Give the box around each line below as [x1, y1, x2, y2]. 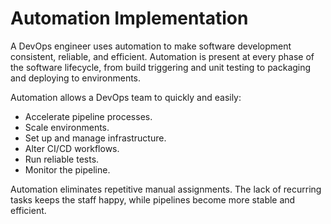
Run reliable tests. [24, 153, 100, 165]
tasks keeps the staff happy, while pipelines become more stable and [10, 193, 296, 206]
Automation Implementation [10, 7, 249, 30]
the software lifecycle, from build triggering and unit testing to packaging [10, 61, 312, 73]
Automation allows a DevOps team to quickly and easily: [10, 91, 242, 103]
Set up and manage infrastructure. [24, 132, 167, 144]
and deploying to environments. [10, 72, 142, 84]
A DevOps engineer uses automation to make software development [10, 40, 292, 52]
